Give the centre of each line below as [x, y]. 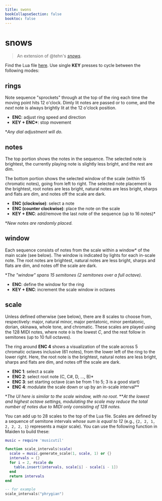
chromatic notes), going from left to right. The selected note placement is [78, 184]
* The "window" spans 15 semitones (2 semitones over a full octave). [73, 275]
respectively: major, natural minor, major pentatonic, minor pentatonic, [75, 321]
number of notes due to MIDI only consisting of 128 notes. [63, 406]
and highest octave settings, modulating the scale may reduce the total [76, 401]
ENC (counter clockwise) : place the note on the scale [66, 208]
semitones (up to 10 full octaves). [38, 337]
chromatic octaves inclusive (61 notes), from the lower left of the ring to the [80, 351]
